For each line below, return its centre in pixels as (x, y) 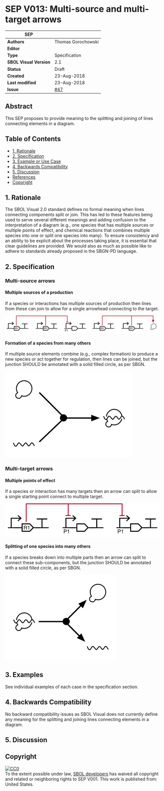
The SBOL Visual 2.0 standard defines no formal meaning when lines (75, 210)
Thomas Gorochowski (77, 42)
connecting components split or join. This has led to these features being (79, 214)
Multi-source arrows (30, 280)
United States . (19, 784)
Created (16, 76)
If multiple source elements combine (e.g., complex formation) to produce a (82, 354)
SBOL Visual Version (29, 62)
